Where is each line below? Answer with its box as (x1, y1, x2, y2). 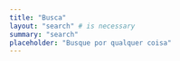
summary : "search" (9, 30, 79, 39)
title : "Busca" (9, 13, 67, 22)
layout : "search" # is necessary (9, 22, 136, 30)
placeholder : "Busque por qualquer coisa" (9, 38, 172, 48)
